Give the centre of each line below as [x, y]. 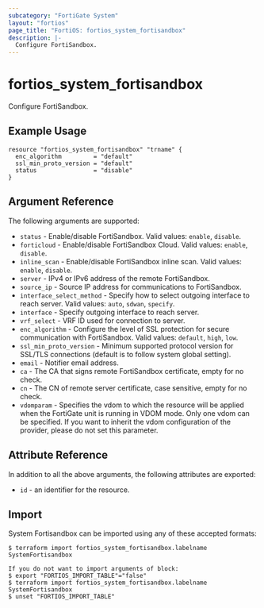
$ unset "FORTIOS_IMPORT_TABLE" [61, 597]
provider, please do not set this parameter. [89, 430]
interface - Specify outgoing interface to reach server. [109, 312]
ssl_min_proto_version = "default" [74, 164]
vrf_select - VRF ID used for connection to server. [102, 320]
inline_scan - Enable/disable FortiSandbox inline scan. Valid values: [130, 261]
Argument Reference [61, 202]
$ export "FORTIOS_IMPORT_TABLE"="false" [78, 576]
